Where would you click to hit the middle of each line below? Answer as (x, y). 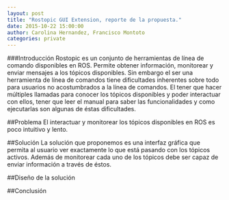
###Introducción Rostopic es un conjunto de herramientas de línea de (106, 58)
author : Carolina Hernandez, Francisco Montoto (76, 32)
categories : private (37, 39)
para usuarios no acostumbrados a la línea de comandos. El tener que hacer (114, 87)
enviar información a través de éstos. (59, 165)
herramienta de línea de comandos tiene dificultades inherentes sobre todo (113, 80)
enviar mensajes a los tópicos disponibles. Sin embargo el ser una (100, 73)
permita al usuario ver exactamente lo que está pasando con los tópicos (109, 150)
